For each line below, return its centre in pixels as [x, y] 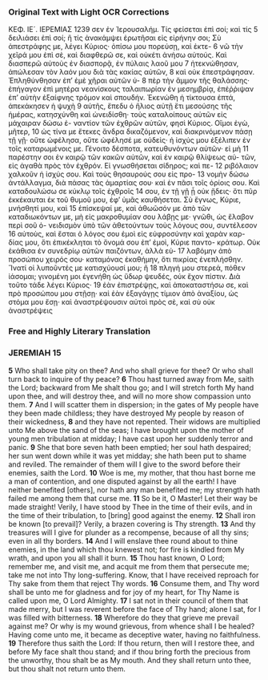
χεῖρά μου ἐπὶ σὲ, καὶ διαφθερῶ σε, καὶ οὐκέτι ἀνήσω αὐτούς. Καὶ [118, 55]
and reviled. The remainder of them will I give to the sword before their [124, 464]
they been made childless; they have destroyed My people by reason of [126, 413]
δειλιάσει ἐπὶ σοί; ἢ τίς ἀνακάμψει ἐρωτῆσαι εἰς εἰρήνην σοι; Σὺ [115, 38]
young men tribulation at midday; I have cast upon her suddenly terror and [131, 439]
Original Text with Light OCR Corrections [89, 12]
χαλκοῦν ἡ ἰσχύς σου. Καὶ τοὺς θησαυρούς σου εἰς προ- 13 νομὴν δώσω [129, 174]
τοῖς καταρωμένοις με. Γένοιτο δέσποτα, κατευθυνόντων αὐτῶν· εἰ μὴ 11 [129, 149]
